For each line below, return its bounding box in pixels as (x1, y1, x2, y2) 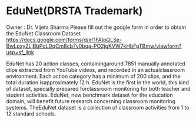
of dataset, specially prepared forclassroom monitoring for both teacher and (6, 85, 191, 92)
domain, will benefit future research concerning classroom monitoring (6, 97, 175, 104)
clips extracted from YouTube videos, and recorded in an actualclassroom (6, 66, 185, 73)
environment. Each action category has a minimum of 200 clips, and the (6, 72, 181, 80)
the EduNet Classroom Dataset (6, 29, 81, 37)
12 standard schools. (6, 110, 57, 117)
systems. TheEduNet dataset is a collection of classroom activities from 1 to (6, 104, 190, 111)
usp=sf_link (6, 48, 34, 55)
